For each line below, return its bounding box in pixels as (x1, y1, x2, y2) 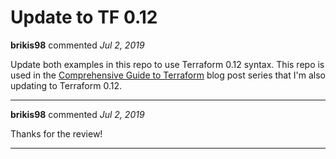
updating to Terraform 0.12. (10, 79, 122, 91)
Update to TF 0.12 (10, 6, 158, 29)
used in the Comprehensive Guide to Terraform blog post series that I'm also (10, 69, 326, 81)
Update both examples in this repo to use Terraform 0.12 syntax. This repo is (10, 58, 325, 70)
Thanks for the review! (10, 127, 103, 140)
